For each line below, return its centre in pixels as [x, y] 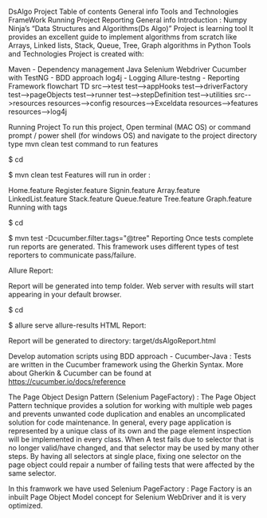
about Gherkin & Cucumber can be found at [80, 373]
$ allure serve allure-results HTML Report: [77, 325]
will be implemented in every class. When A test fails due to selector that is [131, 439]
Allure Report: [31, 271]
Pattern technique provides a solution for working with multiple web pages [130, 405]
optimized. [26, 506]
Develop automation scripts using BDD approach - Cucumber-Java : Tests [130, 356]
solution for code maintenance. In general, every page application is [120, 422]
